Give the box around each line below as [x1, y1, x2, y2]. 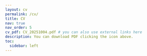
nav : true [5, 20, 26, 26]
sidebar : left [9, 43, 38, 48]
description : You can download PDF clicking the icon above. [5, 35, 134, 39]
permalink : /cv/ [5, 12, 38, 17]
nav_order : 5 [5, 25, 32, 30]
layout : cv [5, 7, 28, 12]
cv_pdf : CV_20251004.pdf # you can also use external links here [5, 30, 142, 35]
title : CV [5, 16, 26, 21]
